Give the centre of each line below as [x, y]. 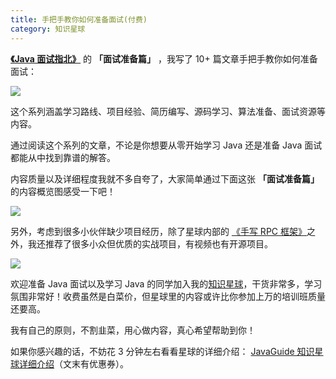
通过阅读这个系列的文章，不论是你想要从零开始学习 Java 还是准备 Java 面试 [166, 145]
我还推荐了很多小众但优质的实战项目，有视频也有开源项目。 [150, 243]
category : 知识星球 [48, 29]
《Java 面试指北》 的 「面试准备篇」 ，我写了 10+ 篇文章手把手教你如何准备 [164, 58]
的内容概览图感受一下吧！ [63, 191]
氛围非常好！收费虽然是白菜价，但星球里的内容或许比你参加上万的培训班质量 [168, 296]
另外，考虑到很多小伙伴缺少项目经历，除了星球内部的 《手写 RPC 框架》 [158, 231]
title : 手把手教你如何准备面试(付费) [79, 19]
